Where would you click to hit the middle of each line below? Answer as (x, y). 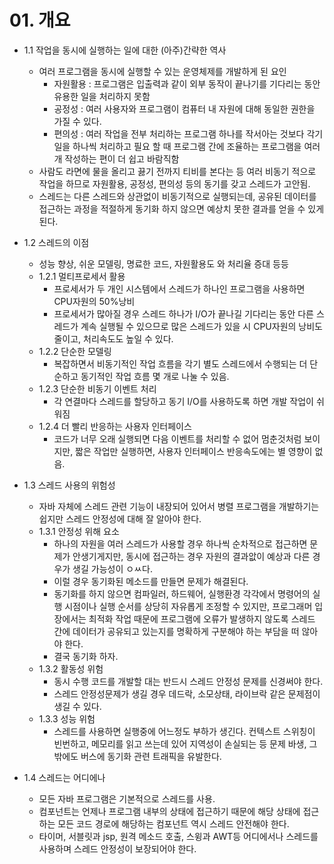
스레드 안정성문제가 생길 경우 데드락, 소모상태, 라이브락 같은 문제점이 (187, 693)
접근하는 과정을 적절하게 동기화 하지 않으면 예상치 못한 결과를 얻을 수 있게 (181, 208)
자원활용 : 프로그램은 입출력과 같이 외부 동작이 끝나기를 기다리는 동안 (187, 83)
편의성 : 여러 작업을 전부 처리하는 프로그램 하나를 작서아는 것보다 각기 (188, 133)
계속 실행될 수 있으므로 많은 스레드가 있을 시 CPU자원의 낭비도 (201, 326)
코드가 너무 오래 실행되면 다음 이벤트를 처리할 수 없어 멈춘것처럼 (177, 438)
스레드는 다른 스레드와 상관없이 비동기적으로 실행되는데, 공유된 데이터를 (177, 196)
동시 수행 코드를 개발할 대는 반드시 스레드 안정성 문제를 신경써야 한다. (188, 681)
